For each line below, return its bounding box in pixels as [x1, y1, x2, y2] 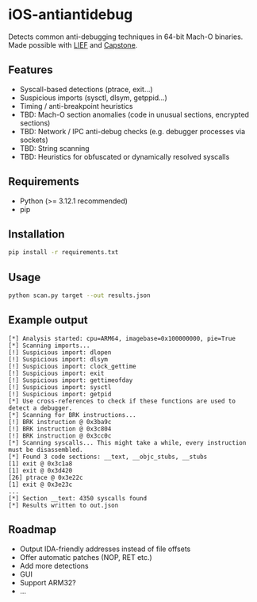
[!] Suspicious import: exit [8, 369, 105, 377]
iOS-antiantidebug [8, 6, 133, 24]
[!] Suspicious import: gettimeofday [8, 376, 133, 384]
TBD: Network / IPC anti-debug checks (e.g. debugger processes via [19, 126, 246, 136]
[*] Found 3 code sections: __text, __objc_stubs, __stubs [8, 453, 208, 461]
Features [8, 64, 53, 77]
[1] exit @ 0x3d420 [8, 466, 73, 474]
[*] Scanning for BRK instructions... [8, 411, 136, 419]
